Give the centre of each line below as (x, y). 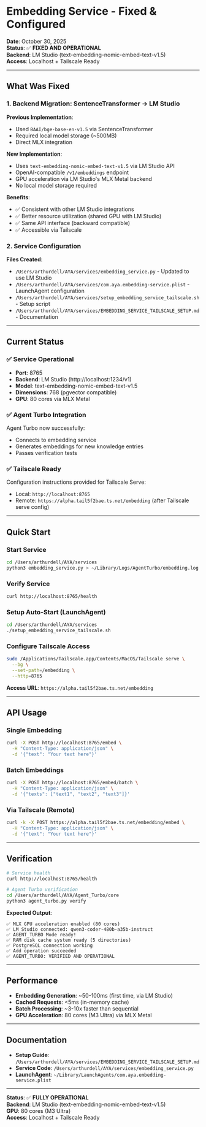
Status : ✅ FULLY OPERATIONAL (48, 1097)
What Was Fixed (38, 86)
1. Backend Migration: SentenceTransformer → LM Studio (93, 104)
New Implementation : (34, 154)
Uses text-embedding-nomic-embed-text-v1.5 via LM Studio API (95, 166)
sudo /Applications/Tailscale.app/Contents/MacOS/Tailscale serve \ (96, 659)
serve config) (32, 507)
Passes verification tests (46, 453)
